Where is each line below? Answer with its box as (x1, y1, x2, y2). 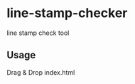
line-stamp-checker (6, 5, 128, 21)
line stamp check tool (6, 28, 70, 37)
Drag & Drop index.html (6, 68, 75, 76)
